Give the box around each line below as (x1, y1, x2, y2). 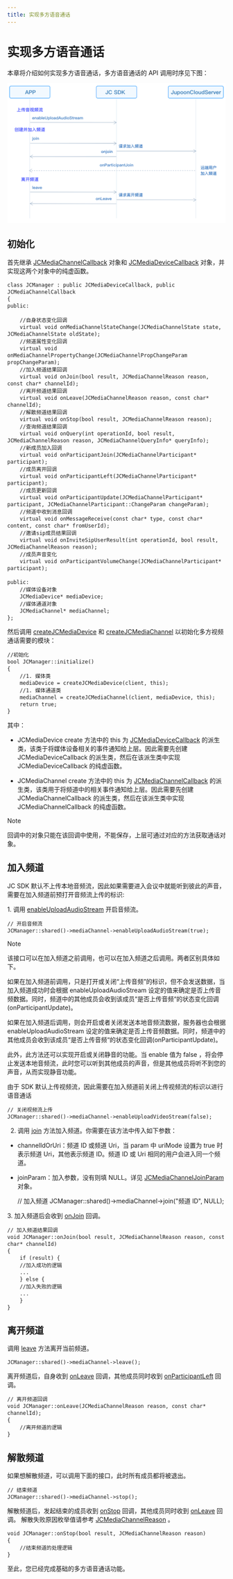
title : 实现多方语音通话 (7, 11, 71, 18)
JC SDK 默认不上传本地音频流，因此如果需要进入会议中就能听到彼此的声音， (7, 882, 225, 890)
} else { (19, 1276, 45, 1283)
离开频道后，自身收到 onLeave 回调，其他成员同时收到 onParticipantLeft (7, 1372, 214, 1380)
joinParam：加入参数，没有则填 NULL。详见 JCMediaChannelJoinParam (17, 1173, 224, 1181)
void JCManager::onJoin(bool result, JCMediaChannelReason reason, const (7, 1233, 225, 1240)
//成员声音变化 (19, 551, 58, 558)
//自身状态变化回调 (19, 316, 68, 323)
